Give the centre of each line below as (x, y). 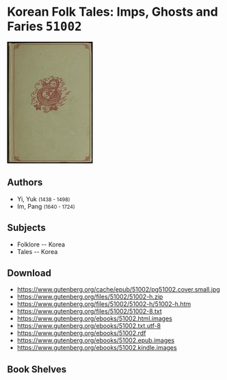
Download (29, 273)
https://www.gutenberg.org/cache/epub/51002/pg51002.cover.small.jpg (118, 290)
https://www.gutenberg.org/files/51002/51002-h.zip (90, 297)
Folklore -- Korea (41, 244)
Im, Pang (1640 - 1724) (46, 206)
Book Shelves (37, 369)
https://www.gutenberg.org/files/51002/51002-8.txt (89, 312)
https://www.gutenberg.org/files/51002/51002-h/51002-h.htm (104, 304)
